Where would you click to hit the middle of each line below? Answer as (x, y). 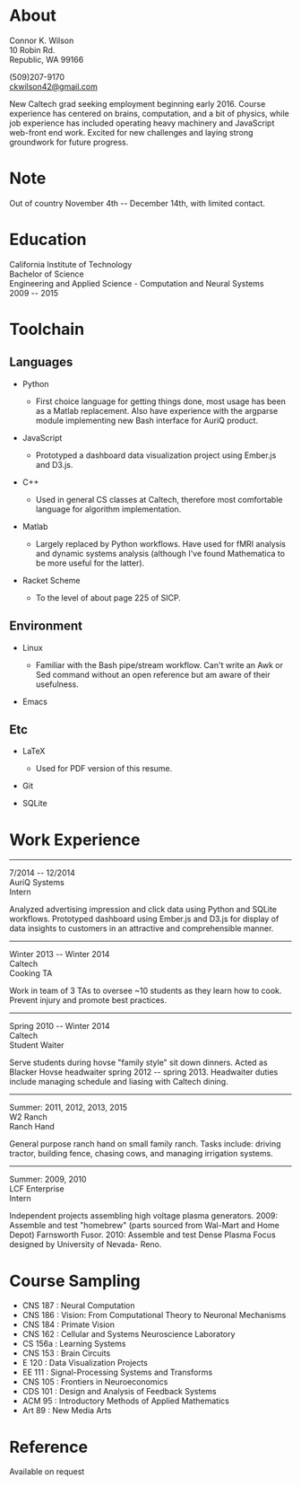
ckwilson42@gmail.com (54, 86)
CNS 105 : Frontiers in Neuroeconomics (95, 1382)
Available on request (47, 1472)
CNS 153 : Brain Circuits (66, 1353)
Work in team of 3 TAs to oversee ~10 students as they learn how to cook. (146, 991)
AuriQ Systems (37, 883)
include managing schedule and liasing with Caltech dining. (119, 1082)
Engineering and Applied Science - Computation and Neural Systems (137, 283)
